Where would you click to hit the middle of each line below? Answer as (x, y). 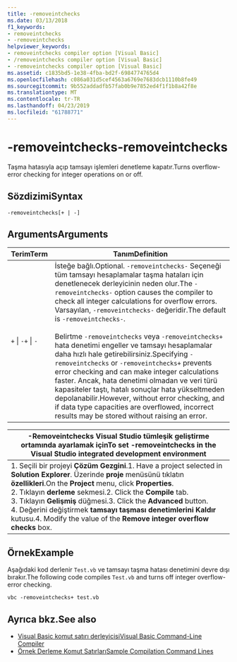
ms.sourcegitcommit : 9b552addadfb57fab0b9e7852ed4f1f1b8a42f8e (102, 86)
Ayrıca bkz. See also (52, 619)
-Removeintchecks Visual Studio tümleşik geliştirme (119, 436)
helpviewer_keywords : (39, 47)
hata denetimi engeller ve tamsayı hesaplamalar (134, 345)
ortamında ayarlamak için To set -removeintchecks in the (119, 445)
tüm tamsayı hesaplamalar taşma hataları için (129, 275)
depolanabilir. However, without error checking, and (140, 398)
